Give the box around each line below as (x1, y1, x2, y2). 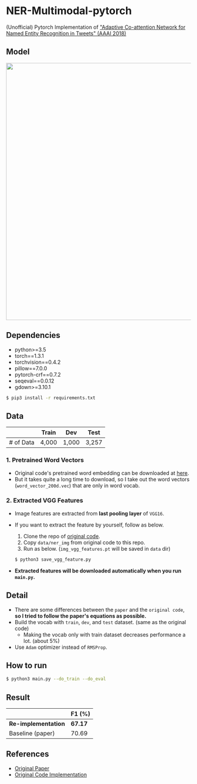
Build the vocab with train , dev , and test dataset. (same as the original (14, 618, 186, 625)
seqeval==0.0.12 (14, 377, 55, 384)
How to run (6, 660, 47, 671)
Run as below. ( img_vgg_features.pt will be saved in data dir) (23, 545, 171, 552)
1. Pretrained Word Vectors (6, 456, 84, 464)
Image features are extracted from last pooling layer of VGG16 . (14, 510, 164, 517)
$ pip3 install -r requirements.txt (6, 395, 96, 401)
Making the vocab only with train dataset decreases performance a (23, 631, 186, 638)
